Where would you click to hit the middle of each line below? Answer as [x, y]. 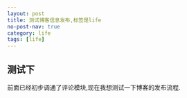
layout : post [26, 14]
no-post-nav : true [34, 26]
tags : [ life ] [26, 40]
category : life [29, 33]
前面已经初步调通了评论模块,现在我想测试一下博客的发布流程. [94, 87]
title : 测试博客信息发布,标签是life [54, 20]
